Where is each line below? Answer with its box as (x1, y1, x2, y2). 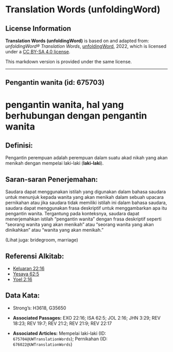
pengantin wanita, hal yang (5, 99, 124, 110)
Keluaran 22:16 (12, 266, 45, 272)
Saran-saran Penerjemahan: (5, 175, 98, 183)
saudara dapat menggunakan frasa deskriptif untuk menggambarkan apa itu (5, 205, 167, 211)
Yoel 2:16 (12, 276, 32, 283)
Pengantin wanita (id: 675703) (5, 78, 105, 87)
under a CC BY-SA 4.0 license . (5, 49, 71, 54)
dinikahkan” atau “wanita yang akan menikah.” (5, 227, 104, 233)
